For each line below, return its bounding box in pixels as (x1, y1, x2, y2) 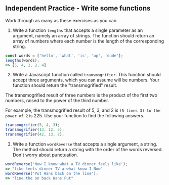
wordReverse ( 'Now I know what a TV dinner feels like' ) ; (5, 162, 128, 167)
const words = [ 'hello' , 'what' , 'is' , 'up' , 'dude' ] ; (5, 53, 123, 58)
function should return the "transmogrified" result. (12, 82, 117, 88)
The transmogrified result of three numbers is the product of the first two (5, 92, 158, 98)
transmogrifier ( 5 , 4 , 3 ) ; (5, 122, 60, 128)
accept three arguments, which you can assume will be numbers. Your (12, 77, 160, 83)
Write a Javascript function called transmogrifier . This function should (12, 72, 161, 78)
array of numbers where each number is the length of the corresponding (12, 38, 164, 44)
